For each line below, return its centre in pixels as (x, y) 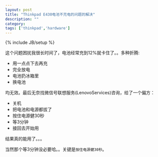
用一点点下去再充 (30, 63)
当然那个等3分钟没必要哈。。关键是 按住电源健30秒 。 (56, 150)
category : (15, 24)
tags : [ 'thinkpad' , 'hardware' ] (38, 28)
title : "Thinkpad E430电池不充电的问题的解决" (50, 14)
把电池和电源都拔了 (32, 110)
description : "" (22, 19)
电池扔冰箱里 (25, 76)
